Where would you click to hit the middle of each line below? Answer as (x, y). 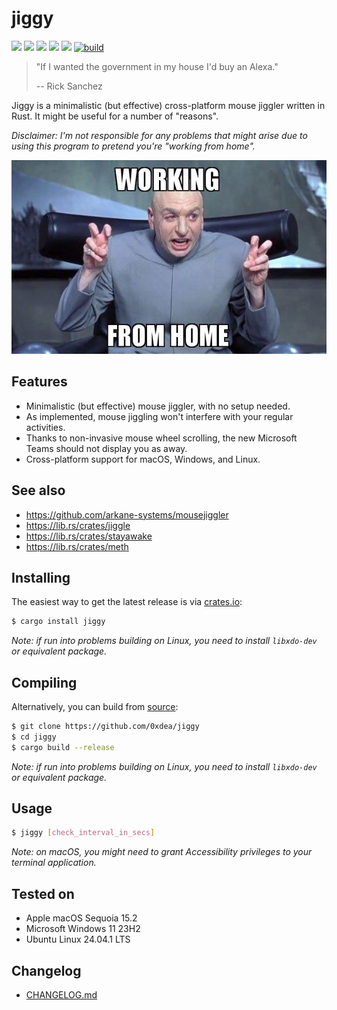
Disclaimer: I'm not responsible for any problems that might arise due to (159, 135)
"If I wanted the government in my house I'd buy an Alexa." (157, 66)
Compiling (44, 682)
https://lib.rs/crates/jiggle (78, 525)
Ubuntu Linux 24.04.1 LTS (78, 939)
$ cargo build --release (63, 747)
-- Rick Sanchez (69, 86)
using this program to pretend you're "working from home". (133, 146)
